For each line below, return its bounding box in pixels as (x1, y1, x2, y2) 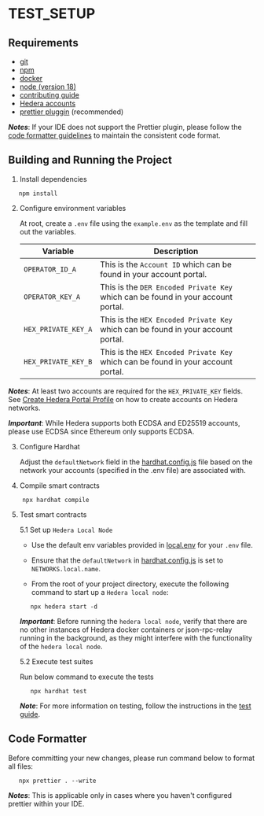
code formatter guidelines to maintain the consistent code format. (8, 131, 222, 140)
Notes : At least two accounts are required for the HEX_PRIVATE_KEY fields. (8, 386, 244, 396)
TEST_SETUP (8, 5, 96, 23)
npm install (18, 190, 58, 198)
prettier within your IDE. (8, 799, 85, 808)
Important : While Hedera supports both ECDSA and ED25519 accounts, (8, 418, 240, 427)
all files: (8, 761, 34, 771)
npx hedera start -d (30, 603, 98, 611)
